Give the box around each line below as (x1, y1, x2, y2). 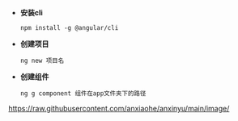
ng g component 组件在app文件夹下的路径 (19, 90, 147, 98)
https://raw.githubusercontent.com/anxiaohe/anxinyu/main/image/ (8, 104, 230, 113)
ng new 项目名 (19, 56, 65, 65)
